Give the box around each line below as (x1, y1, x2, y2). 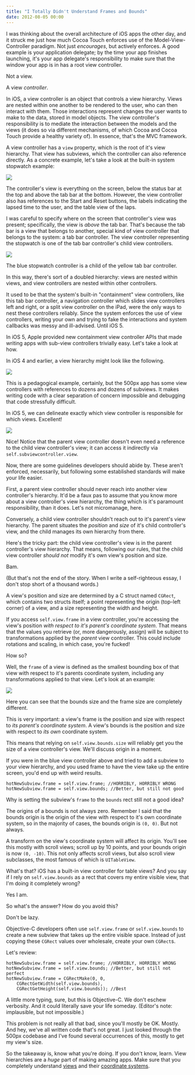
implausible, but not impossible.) (6, 1008, 85, 1015)
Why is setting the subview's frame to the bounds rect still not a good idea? (6, 796, 184, 803)
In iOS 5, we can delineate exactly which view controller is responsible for (6, 409, 183, 416)
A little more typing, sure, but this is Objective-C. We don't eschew (6, 996, 166, 1003)
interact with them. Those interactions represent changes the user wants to (6, 108, 187, 115)
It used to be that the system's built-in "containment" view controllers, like (6, 291, 184, 298)
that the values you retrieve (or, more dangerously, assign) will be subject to (6, 628, 189, 635)
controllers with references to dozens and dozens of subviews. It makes (6, 386, 179, 393)
